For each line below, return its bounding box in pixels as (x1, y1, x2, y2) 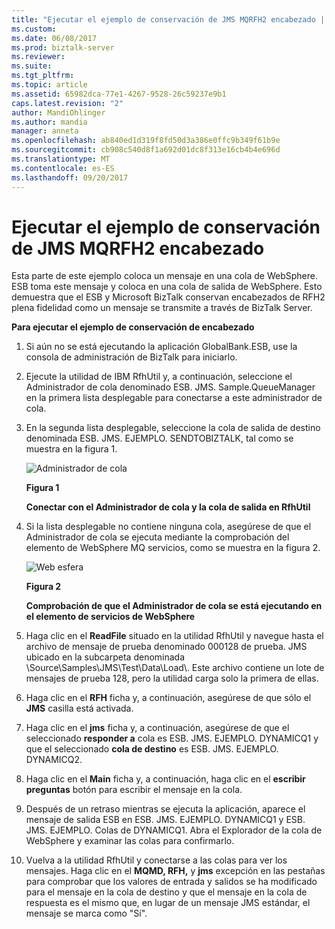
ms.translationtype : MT (11, 154, 111, 164)
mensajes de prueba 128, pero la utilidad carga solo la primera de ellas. (25, 672, 319, 685)
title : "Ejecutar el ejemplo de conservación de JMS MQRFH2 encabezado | (11, 14, 326, 25)
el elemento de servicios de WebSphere (25, 611, 196, 623)
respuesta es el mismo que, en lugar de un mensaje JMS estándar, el (25, 897, 311, 909)
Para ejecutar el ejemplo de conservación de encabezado (11, 321, 255, 333)
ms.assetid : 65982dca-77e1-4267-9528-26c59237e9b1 (11, 89, 227, 99)
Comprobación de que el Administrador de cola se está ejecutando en (25, 600, 323, 612)
